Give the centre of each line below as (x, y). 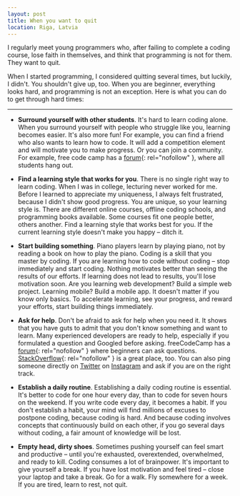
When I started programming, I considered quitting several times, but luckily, (120, 76)
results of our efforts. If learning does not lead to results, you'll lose (117, 276)
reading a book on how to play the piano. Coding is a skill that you (115, 253)
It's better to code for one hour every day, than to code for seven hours (122, 395)
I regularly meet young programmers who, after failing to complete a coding (119, 48)
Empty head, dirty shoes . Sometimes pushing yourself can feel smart (120, 447)
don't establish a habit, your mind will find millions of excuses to (112, 410)
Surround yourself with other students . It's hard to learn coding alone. (123, 120)
